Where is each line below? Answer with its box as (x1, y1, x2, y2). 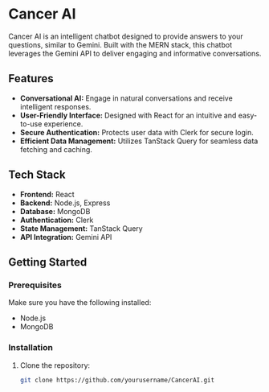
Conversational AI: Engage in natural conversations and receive (19, 93, 233, 103)
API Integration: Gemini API (19, 232, 112, 241)
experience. (43, 118, 84, 129)
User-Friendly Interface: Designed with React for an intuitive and (19, 110, 237, 120)
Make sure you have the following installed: (8, 298, 152, 307)
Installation (8, 342, 54, 353)
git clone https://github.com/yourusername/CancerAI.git (19, 376, 215, 384)
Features (8, 72, 54, 85)
